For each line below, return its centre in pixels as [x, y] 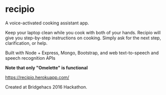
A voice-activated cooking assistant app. [47, 23]
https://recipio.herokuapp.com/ [37, 77]
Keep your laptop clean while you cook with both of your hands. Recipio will [83, 32]
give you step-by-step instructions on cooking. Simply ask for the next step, [83, 38]
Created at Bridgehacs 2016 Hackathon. [46, 87]
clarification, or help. [26, 43]
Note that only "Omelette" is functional [47, 68]
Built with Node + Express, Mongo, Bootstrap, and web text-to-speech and [82, 53]
